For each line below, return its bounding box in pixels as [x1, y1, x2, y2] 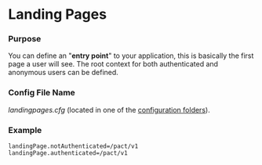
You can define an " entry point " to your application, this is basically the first [8, 51, 254, 60]
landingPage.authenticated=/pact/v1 [8, 149, 128, 157]
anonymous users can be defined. [8, 68, 119, 77]
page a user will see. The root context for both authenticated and [8, 59, 218, 69]
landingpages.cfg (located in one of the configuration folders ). [8, 105, 210, 114]
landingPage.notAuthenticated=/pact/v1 [8, 142, 139, 150]
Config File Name [8, 88, 76, 99]
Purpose [8, 34, 42, 45]
